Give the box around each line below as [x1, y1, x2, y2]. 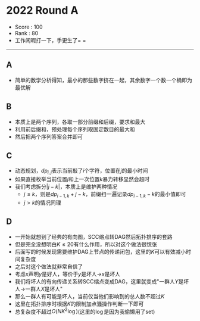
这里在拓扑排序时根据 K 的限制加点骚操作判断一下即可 [14, 300, 144, 307]
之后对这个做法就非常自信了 [14, 263, 83, 270]
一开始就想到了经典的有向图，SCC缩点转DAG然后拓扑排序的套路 [14, 233, 173, 240]
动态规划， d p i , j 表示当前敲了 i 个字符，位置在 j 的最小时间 [14, 167, 148, 176]
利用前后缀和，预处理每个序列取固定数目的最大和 [14, 126, 135, 133]
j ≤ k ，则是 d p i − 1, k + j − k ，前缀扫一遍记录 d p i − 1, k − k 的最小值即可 [23, 191, 186, 199]
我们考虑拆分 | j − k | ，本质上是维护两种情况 [14, 183, 118, 191]
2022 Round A [6, 4, 79, 17]
